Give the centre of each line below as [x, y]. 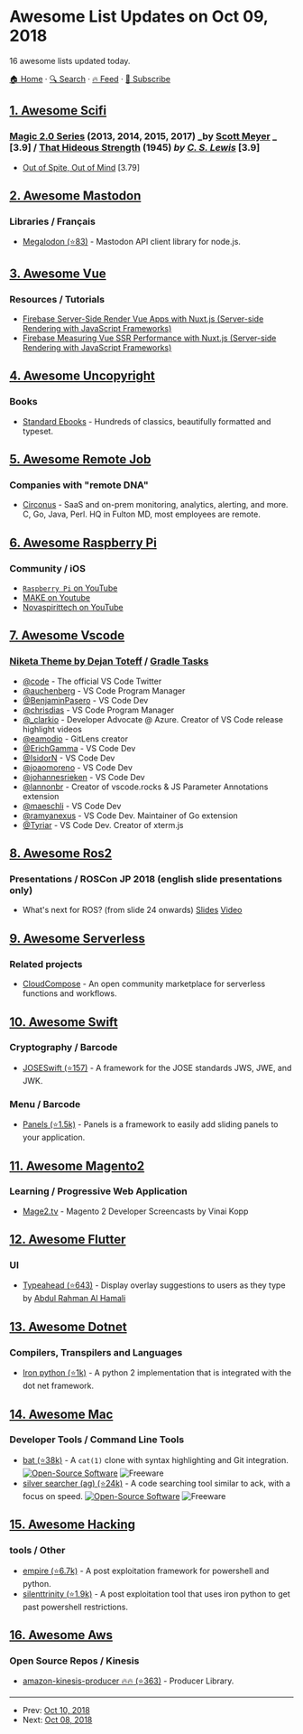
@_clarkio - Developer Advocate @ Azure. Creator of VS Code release [153, 719]
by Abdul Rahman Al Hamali [74, 1299]
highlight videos [52, 729]
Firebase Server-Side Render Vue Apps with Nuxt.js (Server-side [143, 319]
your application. [54, 1137]
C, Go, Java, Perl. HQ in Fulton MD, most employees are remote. [142, 514]
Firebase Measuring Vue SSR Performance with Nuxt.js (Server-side [149, 338]
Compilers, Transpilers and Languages [96, 1352]
